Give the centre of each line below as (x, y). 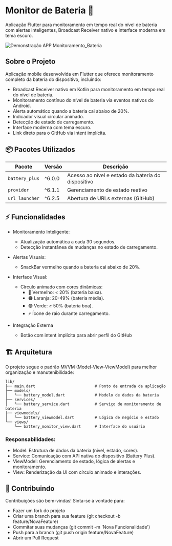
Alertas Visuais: (29, 257)
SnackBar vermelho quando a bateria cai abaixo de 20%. (80, 267)
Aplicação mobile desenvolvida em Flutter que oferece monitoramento (79, 74)
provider (18, 190)
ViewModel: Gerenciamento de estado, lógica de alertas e (74, 461)
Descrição (116, 166)
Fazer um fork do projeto (39, 511)
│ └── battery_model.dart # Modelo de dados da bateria (82, 395)
